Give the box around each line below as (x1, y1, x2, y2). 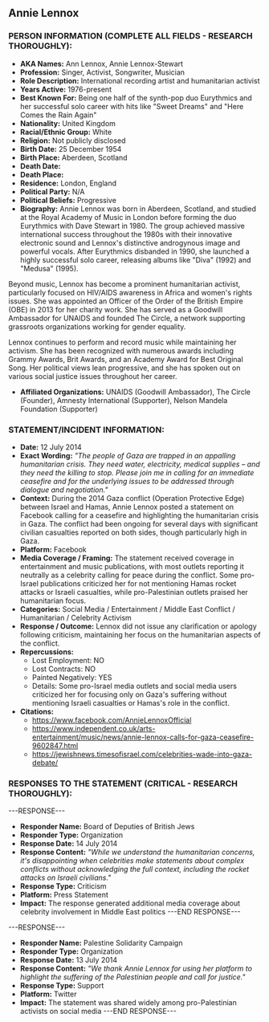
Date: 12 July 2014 (19, 442, 82, 452)
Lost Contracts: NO (31, 664, 96, 674)
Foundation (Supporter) (19, 404, 98, 413)
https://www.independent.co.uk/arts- (31, 723, 156, 733)
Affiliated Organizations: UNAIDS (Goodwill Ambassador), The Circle (19, 387, 251, 397)
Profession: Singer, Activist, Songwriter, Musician (19, 67, 185, 77)
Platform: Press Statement (19, 890, 108, 900)
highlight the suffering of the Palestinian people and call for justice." (19, 972, 247, 982)
